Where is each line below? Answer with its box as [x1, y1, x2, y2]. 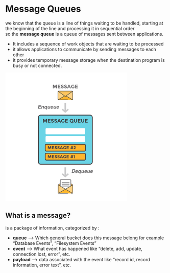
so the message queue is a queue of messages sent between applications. [5, 31, 164, 37]
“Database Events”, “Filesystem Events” [12, 240, 96, 246]
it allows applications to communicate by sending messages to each [12, 46, 157, 52]
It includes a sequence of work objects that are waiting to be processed [12, 40, 164, 47]
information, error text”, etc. [12, 262, 71, 268]
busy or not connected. [12, 62, 62, 69]
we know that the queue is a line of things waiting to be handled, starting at [5, 20, 163, 26]
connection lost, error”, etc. [12, 251, 70, 257]
